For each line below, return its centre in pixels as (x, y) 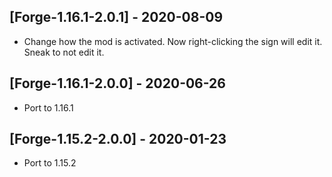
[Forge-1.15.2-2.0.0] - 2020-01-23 (118, 139)
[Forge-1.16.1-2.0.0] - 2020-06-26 (117, 83)
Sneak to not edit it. (64, 52)
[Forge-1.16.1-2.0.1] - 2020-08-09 (116, 17)
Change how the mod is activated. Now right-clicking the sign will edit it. (173, 41)
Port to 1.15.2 (50, 163)
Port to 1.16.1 (48, 107)
